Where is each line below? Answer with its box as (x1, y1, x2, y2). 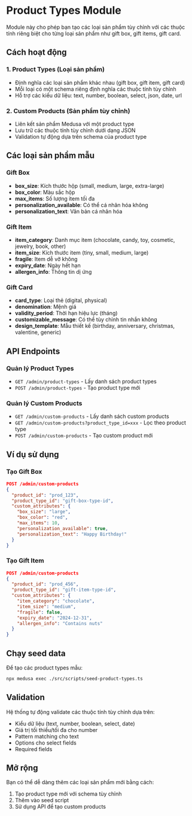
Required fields (14, 745, 53, 752)
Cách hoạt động (6, 47, 67, 58)
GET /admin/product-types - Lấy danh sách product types (14, 378, 157, 385)
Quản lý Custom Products (6, 399, 83, 407)
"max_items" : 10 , (17, 520, 60, 526)
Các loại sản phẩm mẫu (6, 151, 95, 161)
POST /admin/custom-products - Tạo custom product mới (14, 432, 153, 439)
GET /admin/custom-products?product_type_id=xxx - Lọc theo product (14, 419, 187, 426)
